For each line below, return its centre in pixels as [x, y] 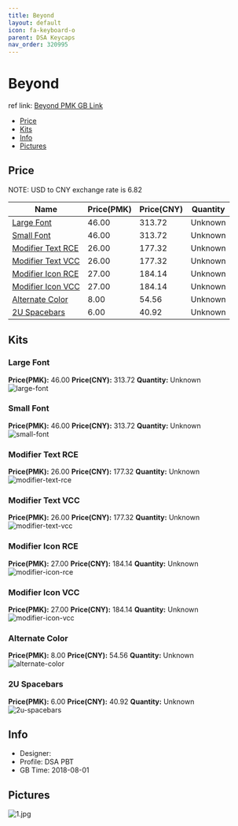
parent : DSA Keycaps [42, 37]
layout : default [35, 23]
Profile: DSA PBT [47, 762]
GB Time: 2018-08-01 [54, 770]
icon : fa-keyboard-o [42, 30]
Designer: [35, 753]
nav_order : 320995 [38, 45]
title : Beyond [31, 15]
